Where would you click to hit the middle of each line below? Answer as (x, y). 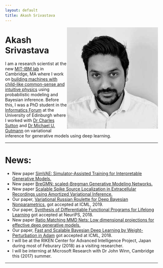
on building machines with (31, 79)
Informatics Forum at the (30, 110)
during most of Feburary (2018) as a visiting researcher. (68, 246)
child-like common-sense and (35, 84)
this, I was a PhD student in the (36, 105)
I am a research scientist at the (36, 64)
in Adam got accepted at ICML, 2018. (75, 235)
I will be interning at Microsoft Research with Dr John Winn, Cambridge (83, 251)
